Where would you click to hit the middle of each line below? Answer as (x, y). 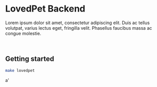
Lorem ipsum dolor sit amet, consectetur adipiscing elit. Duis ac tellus (77, 23)
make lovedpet (20, 70)
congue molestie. (23, 33)
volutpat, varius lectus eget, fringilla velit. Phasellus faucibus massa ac (79, 28)
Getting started (30, 59)
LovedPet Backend (45, 9)
